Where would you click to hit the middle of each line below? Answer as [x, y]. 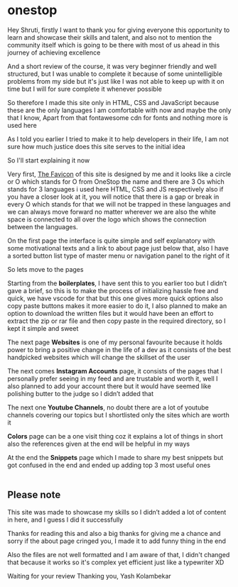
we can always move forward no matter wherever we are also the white [112, 212]
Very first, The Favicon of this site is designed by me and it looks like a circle [119, 174]
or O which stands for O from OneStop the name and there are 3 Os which [116, 181]
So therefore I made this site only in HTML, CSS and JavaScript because [113, 102]
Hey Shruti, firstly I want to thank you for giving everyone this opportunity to [119, 30]
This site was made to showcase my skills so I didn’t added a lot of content [117, 512]
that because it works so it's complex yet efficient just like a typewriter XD [116, 562]
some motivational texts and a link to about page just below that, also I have [118, 248]
